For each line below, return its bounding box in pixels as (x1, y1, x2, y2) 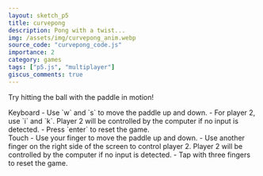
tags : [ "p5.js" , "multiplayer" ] (8, 63, 115, 71)
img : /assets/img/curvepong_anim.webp (8, 33, 136, 42)
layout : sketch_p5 (8, 11, 69, 20)
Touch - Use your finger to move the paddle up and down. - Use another (8, 132, 246, 143)
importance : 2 (8, 48, 55, 56)
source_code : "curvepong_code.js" (8, 41, 123, 49)
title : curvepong (8, 19, 66, 27)
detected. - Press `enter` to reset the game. (8, 124, 150, 134)
